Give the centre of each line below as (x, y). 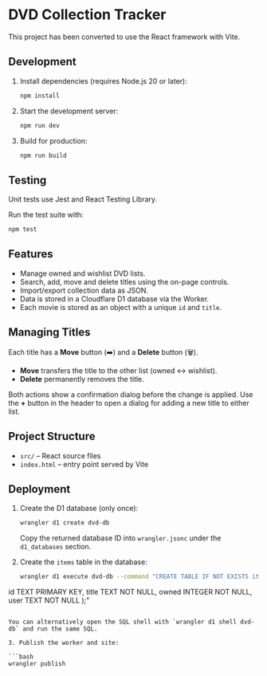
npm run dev (39, 125)
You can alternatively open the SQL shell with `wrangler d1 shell (123, 622)
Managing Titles (49, 332)
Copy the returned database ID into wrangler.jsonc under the (120, 538)
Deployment (39, 489)
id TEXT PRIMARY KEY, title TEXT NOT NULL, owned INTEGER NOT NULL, (130, 592)
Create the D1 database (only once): (79, 509)
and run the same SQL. (60, 629)
